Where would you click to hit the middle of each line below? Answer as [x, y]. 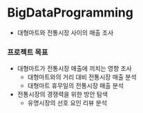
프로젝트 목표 [28, 52]
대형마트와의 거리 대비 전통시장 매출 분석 [82, 77]
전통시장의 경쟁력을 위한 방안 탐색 [63, 94]
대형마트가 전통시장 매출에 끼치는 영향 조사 [75, 69]
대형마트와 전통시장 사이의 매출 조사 [65, 32]
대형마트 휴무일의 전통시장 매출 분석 [76, 86]
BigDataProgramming [70, 13]
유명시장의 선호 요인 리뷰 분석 [67, 103]
